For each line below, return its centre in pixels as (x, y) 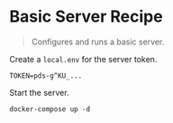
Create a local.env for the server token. (83, 59)
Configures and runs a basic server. (98, 42)
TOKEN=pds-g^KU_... (46, 76)
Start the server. (39, 92)
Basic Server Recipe (86, 17)
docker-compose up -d (50, 109)
